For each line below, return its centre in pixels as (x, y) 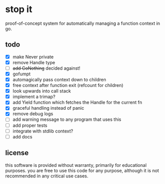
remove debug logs (33, 114)
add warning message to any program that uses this (67, 119)
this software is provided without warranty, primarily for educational (76, 165)
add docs (23, 136)
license (17, 153)
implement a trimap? (34, 97)
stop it (19, 9)
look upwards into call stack (42, 91)
